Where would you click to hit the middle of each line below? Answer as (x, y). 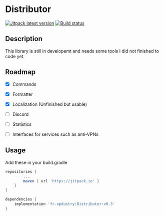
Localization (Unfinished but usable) (50, 104)
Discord (20, 114)
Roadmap (20, 72)
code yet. (15, 56)
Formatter (22, 94)
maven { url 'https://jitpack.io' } (61, 181)
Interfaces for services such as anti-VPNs (55, 134)
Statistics (22, 124)
